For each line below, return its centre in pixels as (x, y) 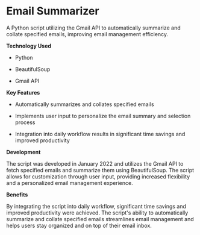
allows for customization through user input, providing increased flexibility (98, 177)
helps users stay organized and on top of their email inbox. (79, 225)
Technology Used (29, 46)
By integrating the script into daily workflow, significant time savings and (96, 206)
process (25, 122)
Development (23, 152)
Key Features (23, 92)
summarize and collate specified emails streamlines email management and (100, 219)
